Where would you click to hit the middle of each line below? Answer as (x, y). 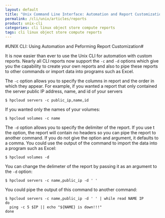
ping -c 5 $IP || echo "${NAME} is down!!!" (56, 207)
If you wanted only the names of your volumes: (53, 109)
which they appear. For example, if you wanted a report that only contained (81, 86)
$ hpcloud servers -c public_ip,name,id (47, 100)
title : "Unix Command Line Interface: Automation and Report (69, 14)
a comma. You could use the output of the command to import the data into (81, 143)
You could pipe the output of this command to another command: (71, 190)
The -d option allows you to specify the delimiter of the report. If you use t (80, 127)
